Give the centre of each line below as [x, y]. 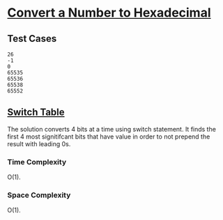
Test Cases [32, 39]
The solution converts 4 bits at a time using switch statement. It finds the [111, 129]
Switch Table [36, 112]
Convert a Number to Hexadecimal [109, 13]
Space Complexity [39, 195]
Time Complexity [37, 162]
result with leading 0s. [39, 143]
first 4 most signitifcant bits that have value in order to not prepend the [109, 136]
